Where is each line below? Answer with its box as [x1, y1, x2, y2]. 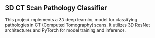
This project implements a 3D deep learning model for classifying [5, 17, 138, 22]
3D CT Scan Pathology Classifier [5, 4, 107, 12]
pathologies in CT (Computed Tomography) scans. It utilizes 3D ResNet [5, 22, 150, 28]
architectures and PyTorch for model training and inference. [5, 27, 126, 33]
